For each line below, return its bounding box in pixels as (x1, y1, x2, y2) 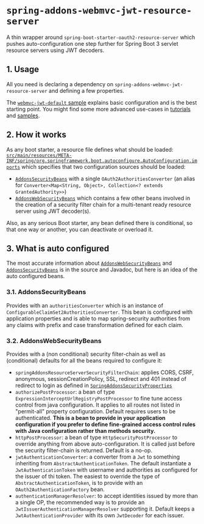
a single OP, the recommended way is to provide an (15, 498, 145, 506)
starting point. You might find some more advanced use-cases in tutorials (6, 105, 191, 113)
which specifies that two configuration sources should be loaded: (21, 163, 186, 170)
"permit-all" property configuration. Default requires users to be (15, 407, 176, 415)
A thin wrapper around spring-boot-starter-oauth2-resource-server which (6, 33, 195, 41)
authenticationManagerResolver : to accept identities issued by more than (15, 492, 199, 500)
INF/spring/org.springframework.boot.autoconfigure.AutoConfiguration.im (6, 158, 198, 164)
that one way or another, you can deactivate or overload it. (6, 226, 153, 233)
